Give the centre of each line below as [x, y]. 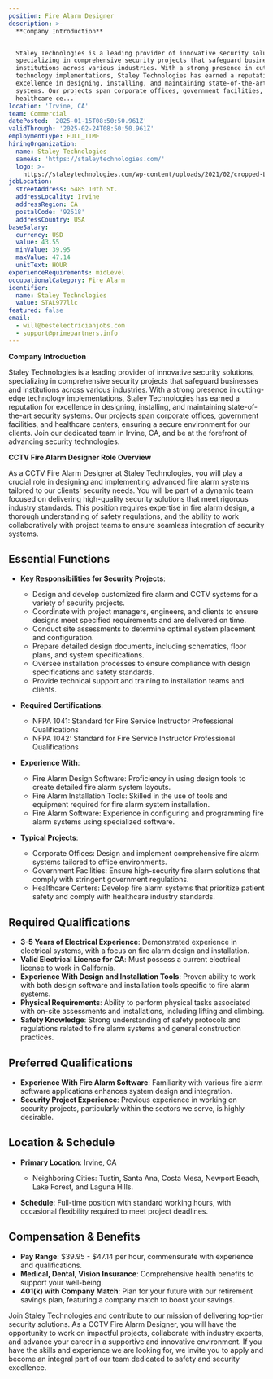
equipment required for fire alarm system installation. [121, 805]
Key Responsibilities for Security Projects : [93, 578]
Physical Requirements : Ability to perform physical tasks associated [135, 1003]
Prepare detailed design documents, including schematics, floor [139, 646]
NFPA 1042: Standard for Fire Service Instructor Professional [134, 739]
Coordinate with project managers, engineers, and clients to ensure [145, 612]
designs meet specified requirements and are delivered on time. [139, 621]
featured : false [36, 310]
